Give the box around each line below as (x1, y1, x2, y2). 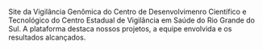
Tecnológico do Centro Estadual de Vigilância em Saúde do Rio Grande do (8, 15, 256, 25)
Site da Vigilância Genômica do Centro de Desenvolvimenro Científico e (8, 7, 247, 16)
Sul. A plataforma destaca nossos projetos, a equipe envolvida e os (8, 24, 232, 33)
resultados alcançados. (8, 32, 86, 42)
